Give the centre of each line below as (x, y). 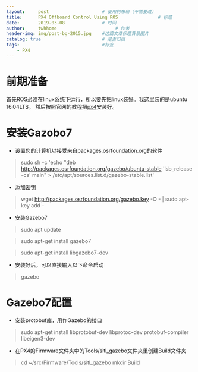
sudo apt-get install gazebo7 (56, 241)
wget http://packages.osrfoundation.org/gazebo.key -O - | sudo (99, 199)
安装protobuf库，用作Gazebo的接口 (58, 320)
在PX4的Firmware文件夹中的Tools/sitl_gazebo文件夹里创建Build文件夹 (100, 351)
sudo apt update (41, 229)
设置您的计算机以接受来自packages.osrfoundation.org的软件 (89, 150)
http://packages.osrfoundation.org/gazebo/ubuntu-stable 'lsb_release (106, 168)
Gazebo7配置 (39, 302)
